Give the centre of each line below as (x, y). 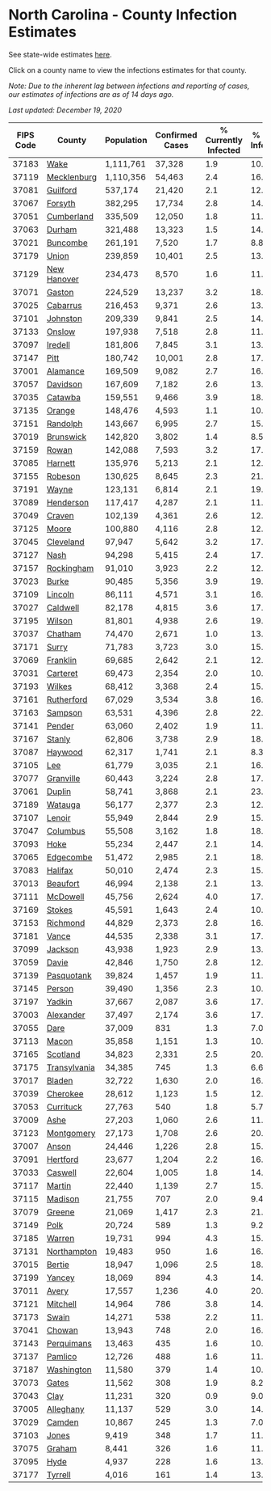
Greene (60, 1212)
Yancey (60, 1278)
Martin (59, 1185)
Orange (60, 410)
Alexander (66, 1015)
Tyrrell (58, 1475)
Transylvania (71, 1067)
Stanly (58, 739)
